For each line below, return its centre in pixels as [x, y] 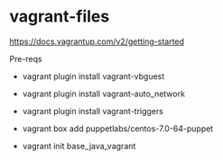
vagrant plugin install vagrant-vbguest [93, 76]
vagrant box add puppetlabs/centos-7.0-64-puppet [118, 129]
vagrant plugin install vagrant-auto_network [103, 93]
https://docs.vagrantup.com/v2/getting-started [97, 41]
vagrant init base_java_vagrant [79, 146]
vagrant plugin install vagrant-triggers [93, 111]
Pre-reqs [26, 58]
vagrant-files [60, 17]
